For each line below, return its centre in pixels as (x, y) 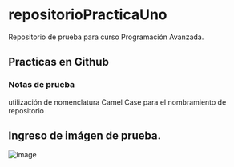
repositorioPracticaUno (88, 15)
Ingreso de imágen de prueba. (85, 136)
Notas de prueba (41, 85)
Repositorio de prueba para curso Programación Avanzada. (106, 37)
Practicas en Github (59, 62)
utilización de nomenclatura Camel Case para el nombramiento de (117, 102)
